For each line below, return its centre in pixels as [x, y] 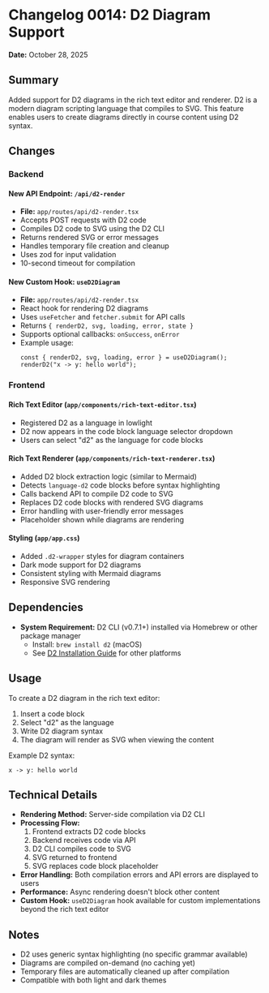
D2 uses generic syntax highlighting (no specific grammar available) [134, 954]
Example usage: [47, 343]
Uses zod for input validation [68, 255]
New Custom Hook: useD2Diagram [64, 282]
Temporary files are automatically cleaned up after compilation [124, 972]
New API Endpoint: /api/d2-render [67, 193]
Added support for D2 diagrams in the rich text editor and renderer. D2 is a [133, 100]
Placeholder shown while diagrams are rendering [102, 519]
